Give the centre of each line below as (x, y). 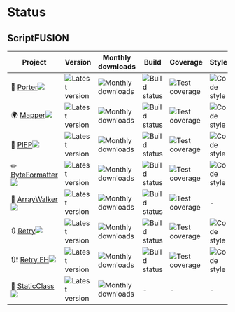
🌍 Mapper (28, 115)
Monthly (117, 58)
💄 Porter (24, 87)
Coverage (186, 62)
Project (34, 62)
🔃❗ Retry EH (30, 259)
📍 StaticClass (33, 286)
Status (27, 12)
